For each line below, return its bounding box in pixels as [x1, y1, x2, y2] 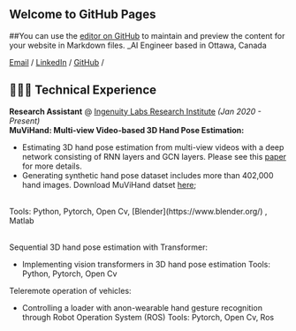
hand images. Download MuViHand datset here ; [21, 179, 197, 190]
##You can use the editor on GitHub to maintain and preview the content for [9, 30, 285, 41]
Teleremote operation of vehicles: [9, 285, 132, 296]
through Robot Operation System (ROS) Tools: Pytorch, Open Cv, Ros [21, 312, 275, 322]
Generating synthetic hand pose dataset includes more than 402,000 [21, 169, 274, 180]
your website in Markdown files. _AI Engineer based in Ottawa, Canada [9, 40, 267, 50]
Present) [9, 115, 41, 126]
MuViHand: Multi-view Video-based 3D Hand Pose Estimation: [9, 124, 245, 135]
